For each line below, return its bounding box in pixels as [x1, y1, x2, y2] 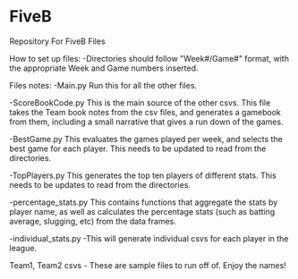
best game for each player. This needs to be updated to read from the [9, 143, 267, 154]
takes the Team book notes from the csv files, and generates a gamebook [9, 106, 282, 117]
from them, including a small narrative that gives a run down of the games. [9, 116, 284, 127]
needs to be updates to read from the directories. [9, 179, 191, 190]
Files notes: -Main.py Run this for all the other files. [9, 80, 198, 90]
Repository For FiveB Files [9, 36, 106, 46]
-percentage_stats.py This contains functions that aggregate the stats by [9, 197, 278, 207]
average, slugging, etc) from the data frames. [9, 216, 177, 226]
